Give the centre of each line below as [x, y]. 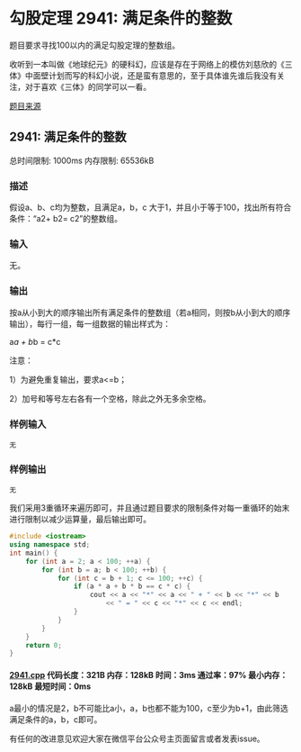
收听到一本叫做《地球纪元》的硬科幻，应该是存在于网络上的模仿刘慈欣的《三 [151, 64]
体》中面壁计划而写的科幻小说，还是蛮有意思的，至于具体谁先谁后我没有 [143, 75]
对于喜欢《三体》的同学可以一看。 [88, 86]
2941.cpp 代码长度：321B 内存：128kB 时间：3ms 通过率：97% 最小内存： [149, 675]
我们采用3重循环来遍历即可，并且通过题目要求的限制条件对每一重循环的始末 [150, 508]
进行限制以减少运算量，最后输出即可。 [80, 520]
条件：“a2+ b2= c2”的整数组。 [66, 219]
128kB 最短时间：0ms [50, 686]
